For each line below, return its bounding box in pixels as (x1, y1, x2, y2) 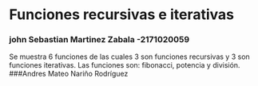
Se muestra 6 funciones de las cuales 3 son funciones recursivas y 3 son (9, 52, 250, 61)
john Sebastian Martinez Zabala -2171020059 (9, 34, 190, 45)
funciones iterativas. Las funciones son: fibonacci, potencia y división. (9, 61, 240, 70)
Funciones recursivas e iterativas (9, 6, 235, 24)
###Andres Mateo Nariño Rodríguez (9, 69, 129, 79)
